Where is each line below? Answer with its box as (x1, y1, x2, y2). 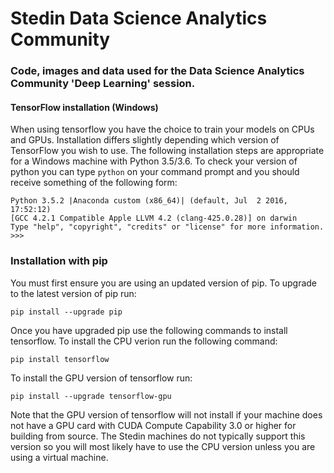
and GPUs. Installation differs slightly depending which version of (10, 134, 280, 146)
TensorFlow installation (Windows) (10, 101, 159, 113)
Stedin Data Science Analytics (10, 7, 268, 30)
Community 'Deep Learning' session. (10, 77, 196, 91)
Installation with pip (10, 254, 108, 268)
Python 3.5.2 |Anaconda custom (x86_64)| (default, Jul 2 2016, (10, 196, 288, 206)
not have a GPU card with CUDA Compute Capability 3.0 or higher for (10, 419, 297, 431)
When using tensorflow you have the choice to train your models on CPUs (10, 123, 315, 136)
